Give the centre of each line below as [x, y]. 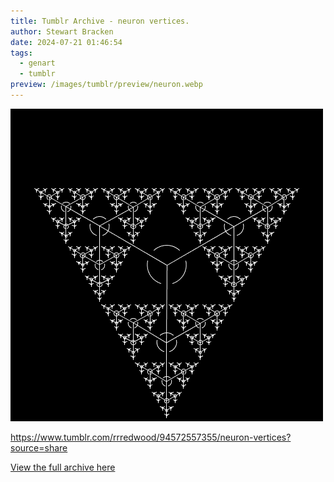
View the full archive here [63, 467]
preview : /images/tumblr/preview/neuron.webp [106, 85]
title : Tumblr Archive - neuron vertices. [100, 21]
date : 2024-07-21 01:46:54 [66, 42]
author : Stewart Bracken [62, 31]
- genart [37, 63]
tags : [21, 53]
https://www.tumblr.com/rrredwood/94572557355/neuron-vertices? [151, 437]
